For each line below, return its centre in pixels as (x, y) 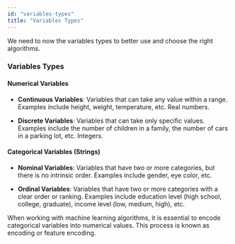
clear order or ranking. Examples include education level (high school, (119, 196)
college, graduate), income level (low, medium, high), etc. (101, 204)
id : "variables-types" (41, 14)
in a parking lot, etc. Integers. (61, 135)
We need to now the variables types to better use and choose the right (110, 40)
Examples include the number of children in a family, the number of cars (123, 128)
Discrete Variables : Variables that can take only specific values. (111, 121)
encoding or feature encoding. (52, 233)
